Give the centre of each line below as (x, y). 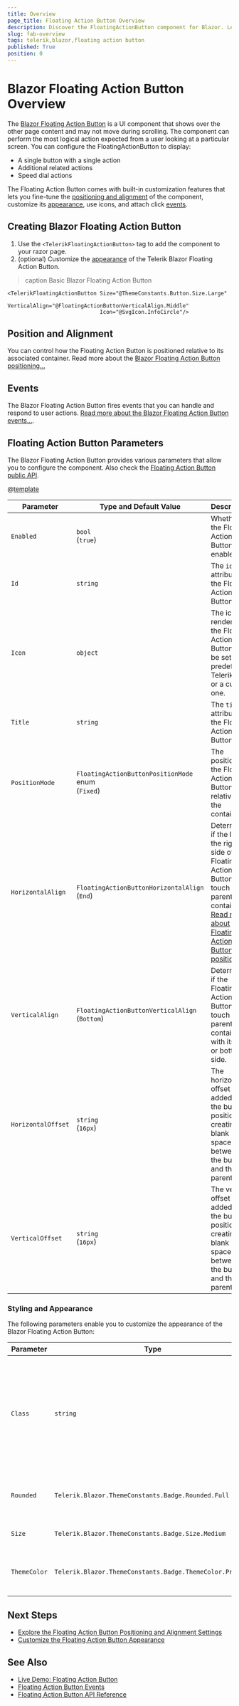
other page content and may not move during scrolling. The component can (118, 131)
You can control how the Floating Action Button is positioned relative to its (116, 351)
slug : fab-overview (36, 34)
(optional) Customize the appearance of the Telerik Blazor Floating (115, 259)
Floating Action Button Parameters (85, 443)
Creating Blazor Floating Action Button (94, 227)
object (87, 653)
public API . (23, 475)
